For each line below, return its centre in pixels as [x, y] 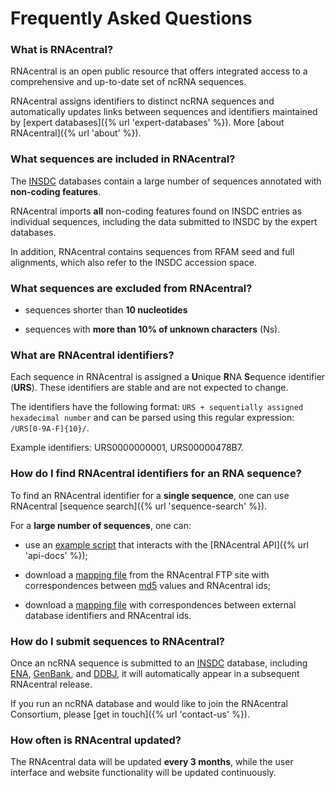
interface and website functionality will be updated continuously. [143, 773]
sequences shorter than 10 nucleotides [106, 310]
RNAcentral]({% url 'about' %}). [76, 133]
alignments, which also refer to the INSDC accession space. [133, 262]
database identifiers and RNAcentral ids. [108, 615]
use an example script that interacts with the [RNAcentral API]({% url [166, 544]
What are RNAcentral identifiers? [92, 355]
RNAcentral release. [51, 684]
